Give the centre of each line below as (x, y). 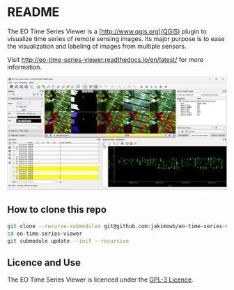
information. (25, 67)
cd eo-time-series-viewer (45, 234)
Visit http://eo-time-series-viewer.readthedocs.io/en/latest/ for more (106, 59)
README (33, 12)
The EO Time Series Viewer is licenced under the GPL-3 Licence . (100, 280)
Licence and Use (44, 263)
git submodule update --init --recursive (68, 241)
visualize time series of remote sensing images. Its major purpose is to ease (116, 38)
